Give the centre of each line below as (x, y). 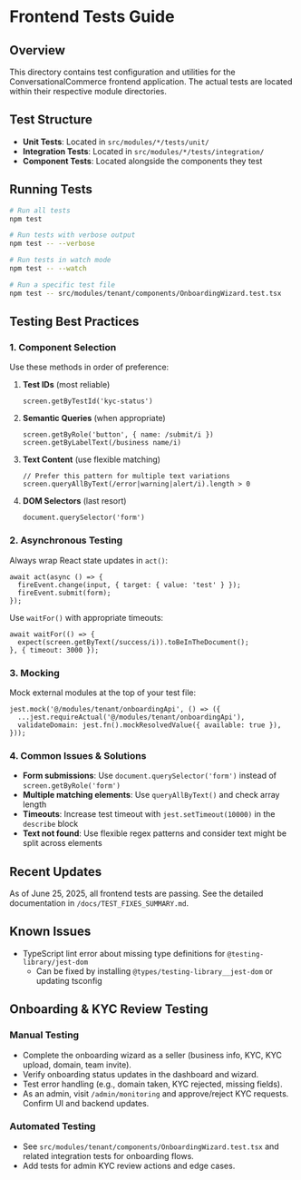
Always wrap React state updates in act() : (89, 560)
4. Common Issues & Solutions (78, 755)
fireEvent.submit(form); (64, 593)
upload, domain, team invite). (77, 1065)
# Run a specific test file (63, 285)
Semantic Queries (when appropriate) (94, 418)
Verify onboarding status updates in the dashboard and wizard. (141, 1074)
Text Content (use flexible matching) (92, 459)
